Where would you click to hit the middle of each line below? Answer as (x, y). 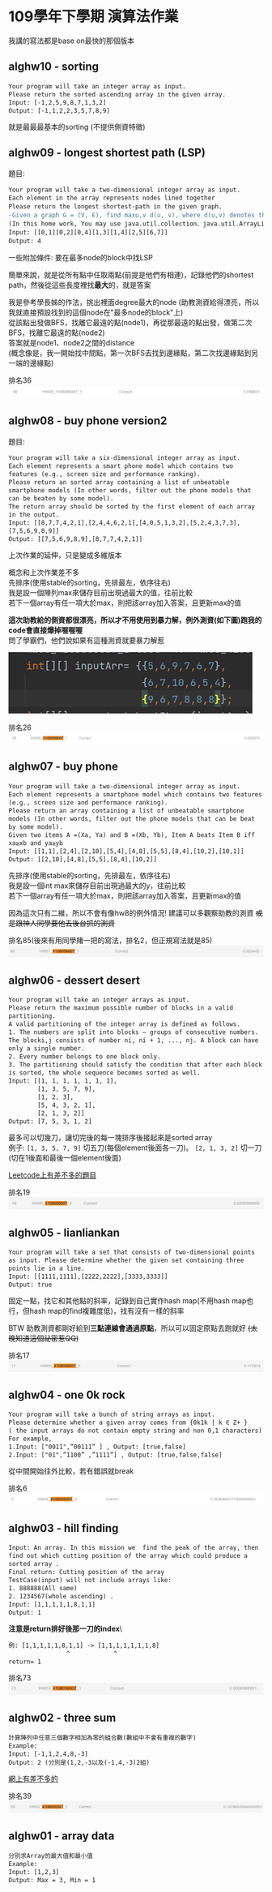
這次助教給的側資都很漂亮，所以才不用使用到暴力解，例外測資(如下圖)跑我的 (135, 620)
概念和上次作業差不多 (44, 572)
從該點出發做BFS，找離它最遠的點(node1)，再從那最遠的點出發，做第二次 (130, 322)
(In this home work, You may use (65, 224)
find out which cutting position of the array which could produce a (128, 1556)
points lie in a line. (47, 1269)
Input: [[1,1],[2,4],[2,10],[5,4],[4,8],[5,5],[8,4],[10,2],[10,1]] (126, 851)
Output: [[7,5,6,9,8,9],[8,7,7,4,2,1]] (76, 539)
